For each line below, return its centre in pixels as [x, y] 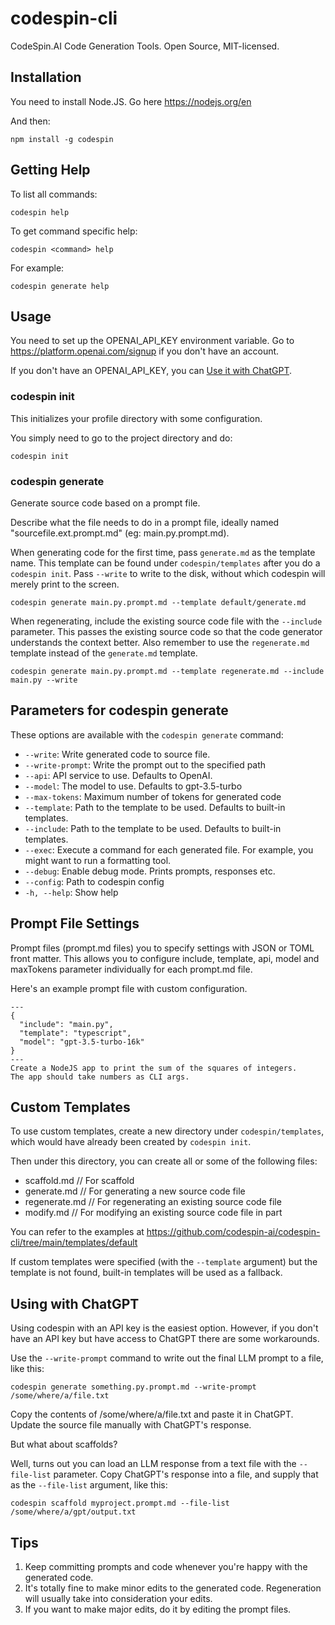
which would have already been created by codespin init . [131, 1142]
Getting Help [50, 170]
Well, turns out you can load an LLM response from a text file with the [153, 1464]
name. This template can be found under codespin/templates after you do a [165, 563]
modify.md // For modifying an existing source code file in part [153, 1213]
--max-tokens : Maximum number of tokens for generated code [153, 796]
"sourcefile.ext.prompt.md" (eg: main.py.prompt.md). [120, 533]
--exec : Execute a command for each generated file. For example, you [169, 849]
